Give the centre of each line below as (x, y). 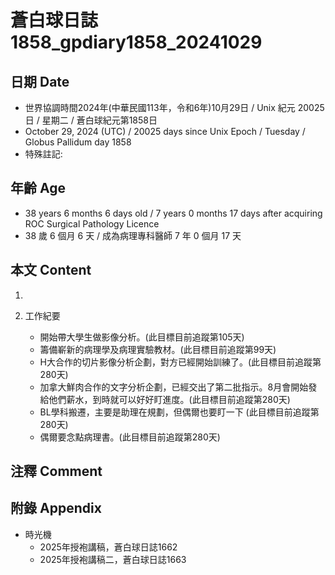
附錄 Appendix (56, 508)
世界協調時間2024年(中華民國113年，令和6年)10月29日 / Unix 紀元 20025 (174, 107)
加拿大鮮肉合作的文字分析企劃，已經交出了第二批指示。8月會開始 (174, 387)
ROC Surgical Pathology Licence (92, 223)
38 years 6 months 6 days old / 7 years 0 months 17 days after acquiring (173, 213)
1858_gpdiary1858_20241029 (136, 42)
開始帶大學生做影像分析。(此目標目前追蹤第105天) (142, 337)
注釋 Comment (56, 471)
